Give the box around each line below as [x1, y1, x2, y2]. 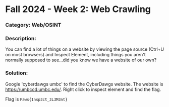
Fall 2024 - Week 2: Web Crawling [5, 4, 151, 15]
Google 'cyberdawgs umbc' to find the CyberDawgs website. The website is [5, 81, 163, 87]
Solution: [5, 69, 28, 76]
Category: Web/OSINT [5, 22, 62, 29]
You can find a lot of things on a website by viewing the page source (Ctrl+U [5, 46, 164, 52]
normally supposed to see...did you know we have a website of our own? [5, 57, 157, 63]
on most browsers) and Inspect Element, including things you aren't [5, 52, 146, 58]
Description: [5, 35, 36, 42]
